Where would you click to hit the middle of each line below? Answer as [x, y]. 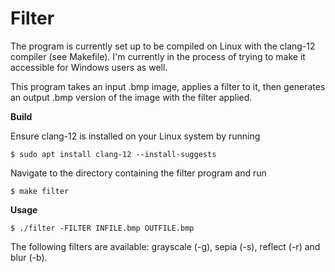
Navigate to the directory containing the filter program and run [138, 173]
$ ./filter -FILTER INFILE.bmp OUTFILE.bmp [102, 228]
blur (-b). [29, 257]
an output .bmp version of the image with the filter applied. [131, 97]
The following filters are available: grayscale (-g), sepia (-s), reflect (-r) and [165, 246]
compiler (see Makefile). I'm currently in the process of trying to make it [158, 56]
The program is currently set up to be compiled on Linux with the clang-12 [163, 46]
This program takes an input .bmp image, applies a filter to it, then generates [168, 86]
